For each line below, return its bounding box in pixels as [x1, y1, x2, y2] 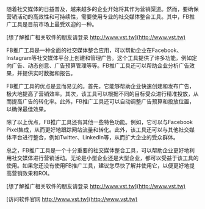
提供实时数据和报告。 [22, 70, 76, 76]
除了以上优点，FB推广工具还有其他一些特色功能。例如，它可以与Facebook [6, 119, 193, 125]
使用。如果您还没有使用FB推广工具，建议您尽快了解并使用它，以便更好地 [6, 162, 190, 169]
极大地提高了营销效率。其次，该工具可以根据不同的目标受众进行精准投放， [6, 90, 193, 97]
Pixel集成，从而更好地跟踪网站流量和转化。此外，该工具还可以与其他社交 [6, 126, 190, 133]
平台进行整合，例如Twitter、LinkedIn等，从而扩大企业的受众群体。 [11, 134, 179, 141]
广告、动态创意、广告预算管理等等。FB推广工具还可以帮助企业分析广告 [11, 62, 190, 69]
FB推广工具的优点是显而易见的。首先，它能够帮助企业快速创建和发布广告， [6, 82, 195, 90]
